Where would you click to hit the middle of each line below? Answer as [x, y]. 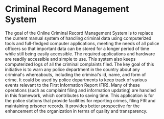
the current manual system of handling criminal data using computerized [78, 38]
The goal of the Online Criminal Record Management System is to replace [79, 33]
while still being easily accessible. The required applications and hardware [80, 54]
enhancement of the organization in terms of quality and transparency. [76, 111]
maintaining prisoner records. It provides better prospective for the [72, 106]
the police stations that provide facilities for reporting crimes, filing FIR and [80, 100]
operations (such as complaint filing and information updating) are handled [81, 90]
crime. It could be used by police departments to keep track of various [76, 80]
